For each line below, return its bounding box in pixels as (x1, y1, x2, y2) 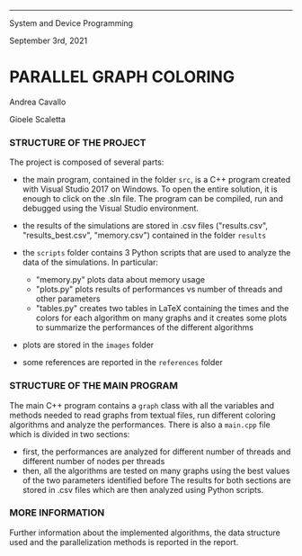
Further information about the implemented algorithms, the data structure (9, 527, 280, 538)
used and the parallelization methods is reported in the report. (9, 536, 239, 547)
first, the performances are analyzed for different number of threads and (22, 446, 291, 457)
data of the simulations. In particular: (22, 257, 159, 268)
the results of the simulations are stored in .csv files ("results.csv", (22, 220, 268, 231)
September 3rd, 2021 (9, 35, 88, 46)
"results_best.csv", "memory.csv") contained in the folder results (22, 230, 267, 241)
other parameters (35, 293, 101, 304)
